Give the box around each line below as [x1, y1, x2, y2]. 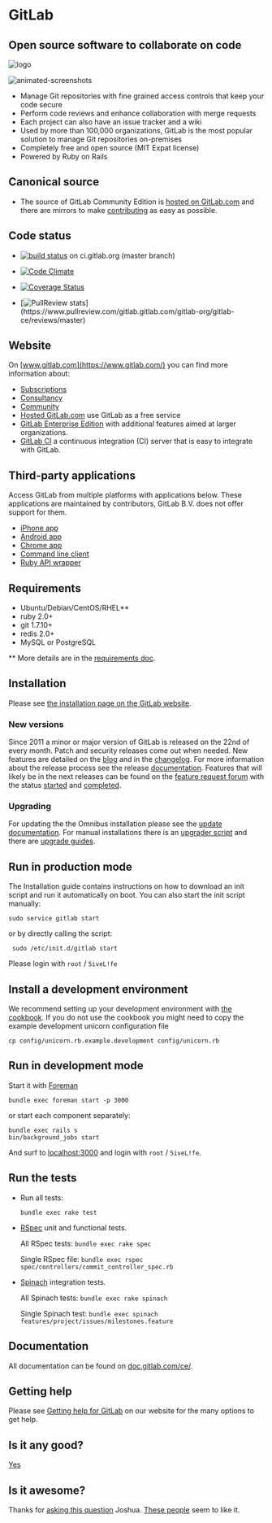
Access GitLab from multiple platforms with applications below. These [8, 490, 242, 500]
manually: [8, 899, 41, 908]
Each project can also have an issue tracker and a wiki [19, 117, 202, 127]
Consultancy [19, 393, 63, 403]
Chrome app [19, 541, 63, 550]
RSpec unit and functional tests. [19, 1222, 127, 1233]
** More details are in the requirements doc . [8, 653, 156, 664]
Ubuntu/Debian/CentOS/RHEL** [19, 603, 130, 613]
